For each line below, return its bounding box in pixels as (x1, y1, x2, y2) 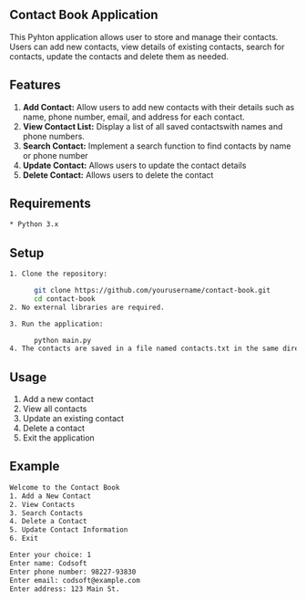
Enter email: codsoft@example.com (9, 575, 141, 585)
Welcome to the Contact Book (9, 482, 120, 492)
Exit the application (22, 432, 96, 443)
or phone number (22, 150, 88, 161)
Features (9, 78, 61, 93)
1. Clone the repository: (9, 269, 107, 279)
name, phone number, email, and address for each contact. (22, 111, 245, 122)
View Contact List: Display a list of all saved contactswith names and (22, 120, 283, 131)
